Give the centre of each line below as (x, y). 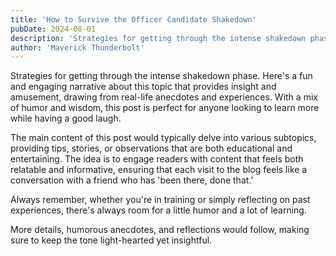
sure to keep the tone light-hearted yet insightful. (111, 240)
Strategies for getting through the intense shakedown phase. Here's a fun (161, 76)
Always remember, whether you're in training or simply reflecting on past (160, 200)
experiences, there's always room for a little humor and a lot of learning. (158, 210)
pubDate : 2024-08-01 (53, 29)
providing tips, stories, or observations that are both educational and (151, 148)
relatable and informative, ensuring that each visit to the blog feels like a (159, 170)
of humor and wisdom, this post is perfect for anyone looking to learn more (165, 108)
